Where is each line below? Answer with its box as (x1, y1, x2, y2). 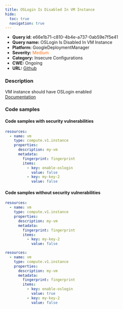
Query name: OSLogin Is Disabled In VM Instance (12, 40, 113, 45)
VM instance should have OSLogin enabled (5, 88, 92, 94)
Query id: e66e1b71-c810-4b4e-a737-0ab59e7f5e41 (12, 34, 119, 40)
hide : (5, 12, 16, 17)
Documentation (5, 94, 36, 100)
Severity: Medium (12, 50, 49, 56)
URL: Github (12, 66, 37, 71)
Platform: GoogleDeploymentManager (12, 44, 90, 50)
